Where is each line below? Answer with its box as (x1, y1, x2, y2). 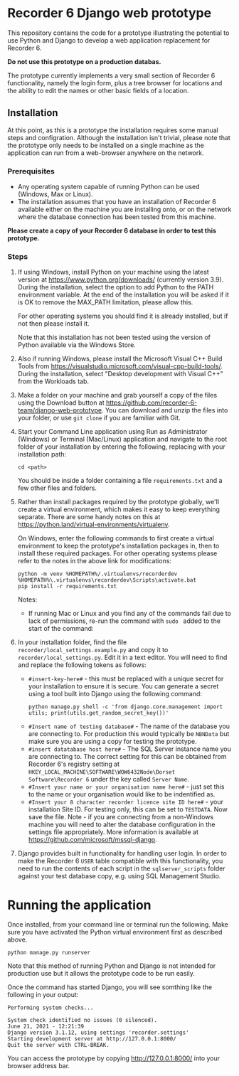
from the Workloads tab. (17, 377, 90, 385)
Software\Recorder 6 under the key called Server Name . (28, 775, 190, 784)
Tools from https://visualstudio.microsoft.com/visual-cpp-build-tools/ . (17, 362, 223, 371)
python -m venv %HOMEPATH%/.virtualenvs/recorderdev (17, 570, 178, 577)
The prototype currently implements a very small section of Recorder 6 (7, 71, 216, 80)
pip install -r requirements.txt (17, 583, 117, 590)
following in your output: (7, 991, 79, 999)
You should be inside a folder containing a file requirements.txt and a (17, 476, 223, 485)
